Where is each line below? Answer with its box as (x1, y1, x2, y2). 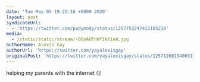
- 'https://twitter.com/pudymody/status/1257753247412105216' (11, 25, 169, 31)
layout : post (6, 14, 39, 20)
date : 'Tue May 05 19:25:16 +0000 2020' (6, 8, 108, 15)
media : (6, 31, 23, 37)
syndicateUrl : (6, 20, 42, 26)
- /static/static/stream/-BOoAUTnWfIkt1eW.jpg (11, 36, 129, 42)
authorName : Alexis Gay (6, 42, 65, 48)
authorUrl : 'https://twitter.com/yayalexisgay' (6, 48, 127, 53)
